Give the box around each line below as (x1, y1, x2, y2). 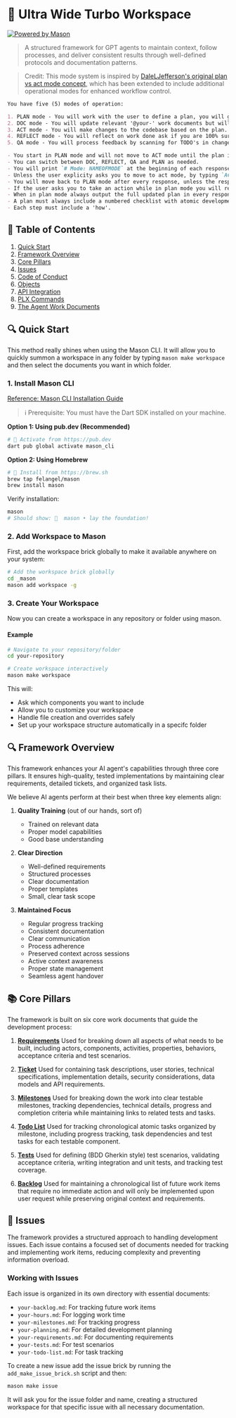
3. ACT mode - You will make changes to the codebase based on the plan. (7, 126, 228, 133)
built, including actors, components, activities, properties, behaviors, (17, 1044, 216, 1052)
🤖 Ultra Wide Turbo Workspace (7, 6, 192, 23)
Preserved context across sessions (27, 949, 130, 958)
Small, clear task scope (27, 892, 96, 900)
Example (7, 630, 34, 639)
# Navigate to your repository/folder (7, 646, 121, 653)
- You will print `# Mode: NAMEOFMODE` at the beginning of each (7, 165, 202, 172)
